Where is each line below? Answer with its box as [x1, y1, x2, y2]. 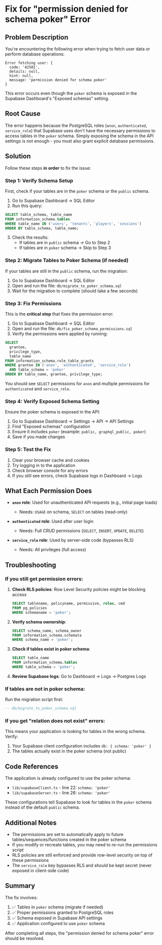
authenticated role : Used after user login [12, 518, 94, 524]
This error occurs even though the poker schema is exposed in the [5, 90, 137, 96]
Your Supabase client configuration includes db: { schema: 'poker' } [12, 743, 151, 749]
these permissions [12, 857, 49, 863]
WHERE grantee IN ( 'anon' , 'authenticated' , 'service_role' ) [5, 363, 131, 368]
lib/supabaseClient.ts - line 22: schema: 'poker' [12, 785, 111, 791]
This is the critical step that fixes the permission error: [5, 311, 114, 317]
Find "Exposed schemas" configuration [12, 424, 90, 429]
